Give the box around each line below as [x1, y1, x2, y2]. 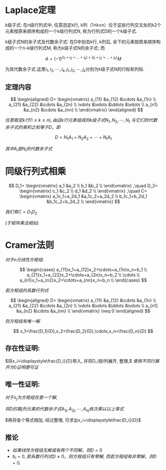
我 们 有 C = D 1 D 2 [5, 208, 37, 216]
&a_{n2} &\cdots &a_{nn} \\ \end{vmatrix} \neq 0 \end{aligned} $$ [16, 308, 151, 314]
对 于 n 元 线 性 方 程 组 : [5, 257, 44, 263]
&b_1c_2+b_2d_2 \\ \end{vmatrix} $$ [46, 198, 120, 204]
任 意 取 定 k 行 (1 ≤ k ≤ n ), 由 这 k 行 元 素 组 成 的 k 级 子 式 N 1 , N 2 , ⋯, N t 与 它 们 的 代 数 [5, 117, 158, 124]
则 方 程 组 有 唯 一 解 [5, 318, 40, 324]
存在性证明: [5, 344, 41, 352]
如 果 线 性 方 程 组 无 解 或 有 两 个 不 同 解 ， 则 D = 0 [12, 447, 103, 453]
